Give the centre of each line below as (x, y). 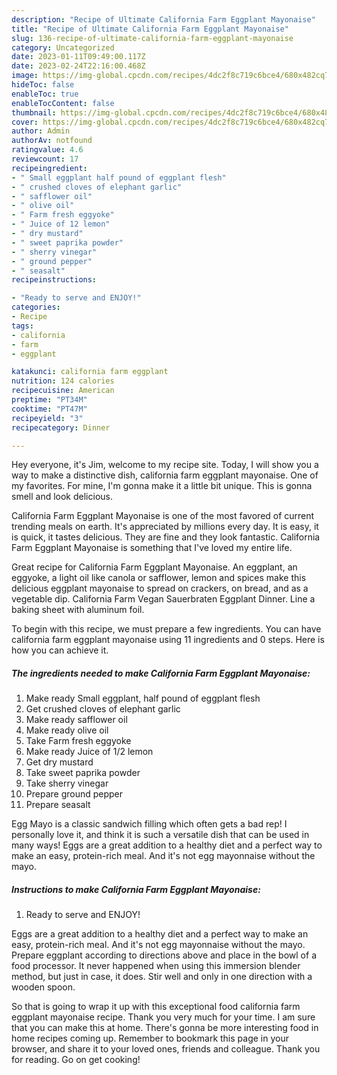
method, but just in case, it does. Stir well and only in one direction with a (162, 977)
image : (25, 76)
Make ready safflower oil (76, 720)
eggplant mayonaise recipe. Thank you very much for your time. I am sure (163, 1017)
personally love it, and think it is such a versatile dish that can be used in (160, 835)
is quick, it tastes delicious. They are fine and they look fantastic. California (166, 537)
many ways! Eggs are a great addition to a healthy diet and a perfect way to (167, 845)
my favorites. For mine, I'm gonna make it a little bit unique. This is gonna (162, 486)
